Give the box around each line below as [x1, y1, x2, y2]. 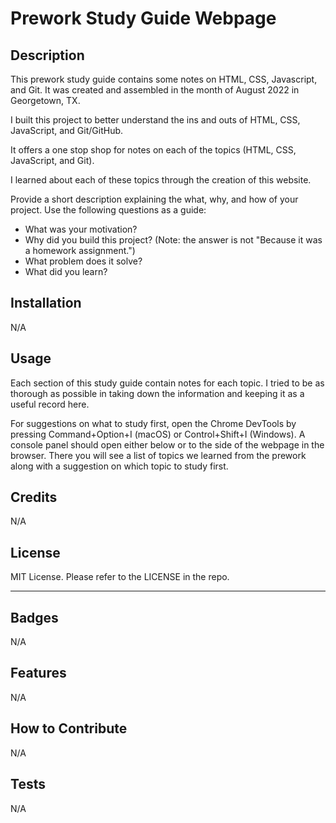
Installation [10, 295, 82, 312]
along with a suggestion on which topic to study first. [10, 460, 229, 472]
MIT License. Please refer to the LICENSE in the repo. [10, 571, 230, 583]
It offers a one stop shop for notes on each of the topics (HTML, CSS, [10, 144, 297, 156]
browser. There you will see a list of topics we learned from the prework [10, 449, 307, 461]
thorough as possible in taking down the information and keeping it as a [10, 387, 305, 399]
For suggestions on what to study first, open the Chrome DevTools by [10, 417, 297, 429]
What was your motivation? [24, 223, 138, 235]
